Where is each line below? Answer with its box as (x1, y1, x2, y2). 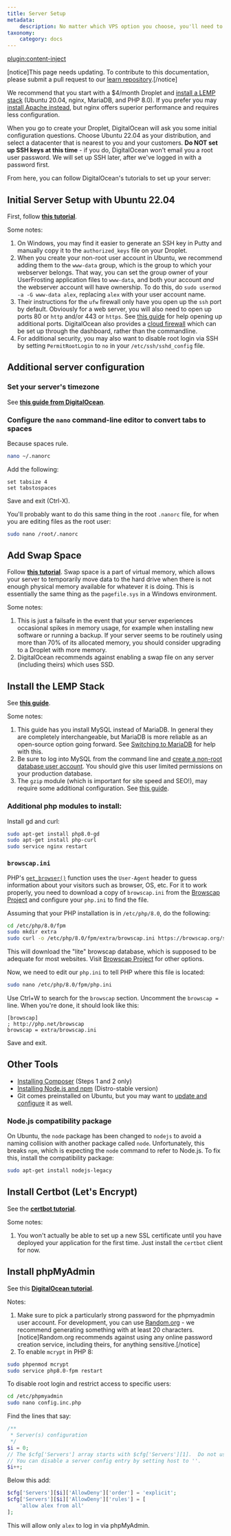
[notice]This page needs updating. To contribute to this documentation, (7, 68, 210, 77)
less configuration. (7, 111, 60, 119)
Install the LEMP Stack (7, 680, 105, 692)
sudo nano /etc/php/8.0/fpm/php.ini (7, 982, 112, 989)
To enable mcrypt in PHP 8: (16, 1347, 93, 1355)
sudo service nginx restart (7, 843, 88, 850)
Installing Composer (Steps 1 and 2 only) (16, 1077, 132, 1085)
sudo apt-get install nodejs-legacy (7, 1167, 112, 1174)
